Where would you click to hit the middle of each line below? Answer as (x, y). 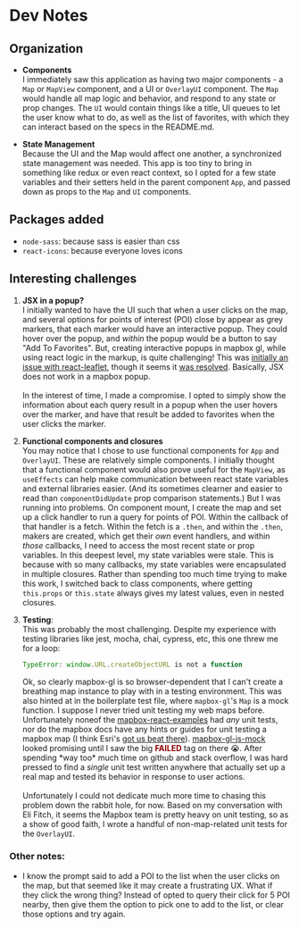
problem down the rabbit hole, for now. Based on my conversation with (152, 805)
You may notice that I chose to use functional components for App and (150, 450)
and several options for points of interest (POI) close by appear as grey (153, 319)
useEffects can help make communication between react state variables (155, 479)
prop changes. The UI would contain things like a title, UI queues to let (151, 108)
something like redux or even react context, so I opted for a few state (149, 172)
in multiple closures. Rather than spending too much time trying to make (154, 573)
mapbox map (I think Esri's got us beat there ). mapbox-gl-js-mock (144, 739)
